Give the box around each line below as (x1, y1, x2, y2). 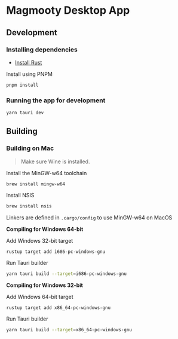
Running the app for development (6, 96, 106, 105)
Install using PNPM (6, 70, 53, 78)
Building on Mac (6, 144, 54, 152)
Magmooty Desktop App (6, 4, 130, 17)
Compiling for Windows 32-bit (6, 282, 84, 289)
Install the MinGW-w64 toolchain (6, 169, 87, 176)
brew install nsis (6, 203, 52, 209)
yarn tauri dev (6, 110, 44, 116)
